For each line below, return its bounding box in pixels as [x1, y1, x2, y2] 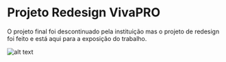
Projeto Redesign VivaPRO [7, 5, 161, 20]
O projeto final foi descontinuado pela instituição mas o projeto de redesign [7, 27, 220, 35]
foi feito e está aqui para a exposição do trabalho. [7, 34, 147, 42]
